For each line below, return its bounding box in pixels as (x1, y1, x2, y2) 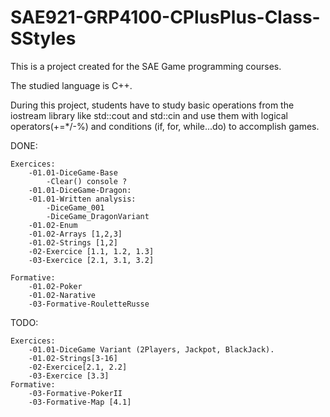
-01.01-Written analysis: (28, 194, 137, 204)
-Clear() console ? (46, 176, 128, 186)
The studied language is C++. (10, 79, 133, 91)
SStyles (10, 27, 77, 50)
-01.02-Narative (28, 290, 97, 300)
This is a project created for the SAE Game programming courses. (10, 60, 282, 72)
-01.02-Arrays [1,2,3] (28, 229, 123, 239)
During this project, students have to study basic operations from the (10, 99, 295, 111)
